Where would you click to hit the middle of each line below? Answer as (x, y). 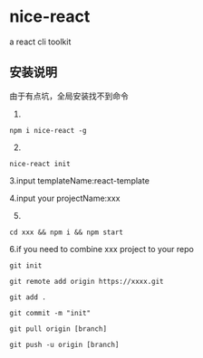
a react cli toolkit (40, 42)
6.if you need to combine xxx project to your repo (102, 249)
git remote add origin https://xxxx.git (87, 281)
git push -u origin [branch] (64, 344)
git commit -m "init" (50, 313)
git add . (28, 297)
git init (26, 265)
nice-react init (40, 164)
